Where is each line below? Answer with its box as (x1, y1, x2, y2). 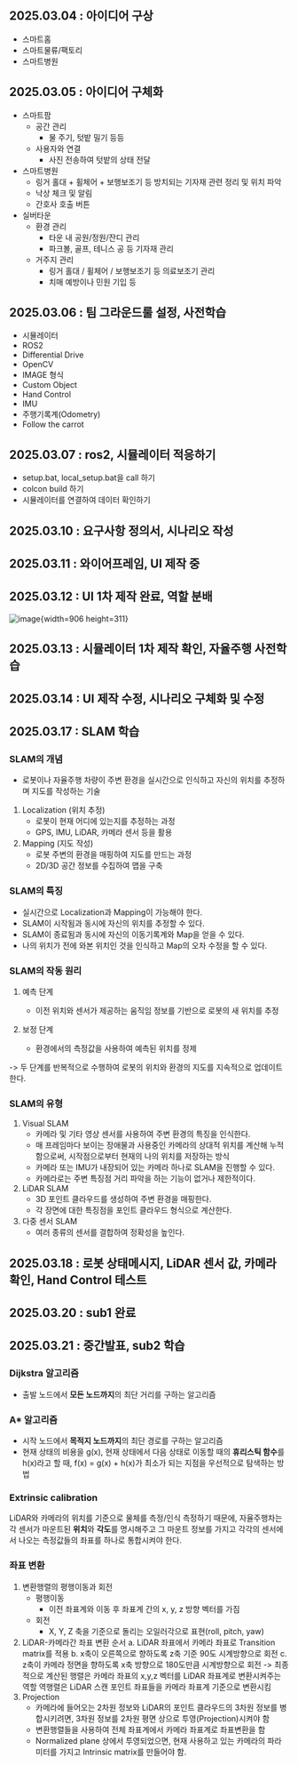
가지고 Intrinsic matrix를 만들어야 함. (59, 1746, 187, 1757)
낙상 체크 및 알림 (35, 188, 93, 198)
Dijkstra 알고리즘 (9, 1368, 80, 1380)
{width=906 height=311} (40, 613, 129, 624)
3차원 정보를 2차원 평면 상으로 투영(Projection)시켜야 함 (74, 1713, 271, 1723)
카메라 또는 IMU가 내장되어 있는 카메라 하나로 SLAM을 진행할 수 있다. (35, 1162, 276, 1173)
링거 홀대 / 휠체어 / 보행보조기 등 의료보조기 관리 (48, 265, 216, 276)
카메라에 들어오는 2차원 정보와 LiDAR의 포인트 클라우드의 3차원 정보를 (35, 1702, 278, 1713)
